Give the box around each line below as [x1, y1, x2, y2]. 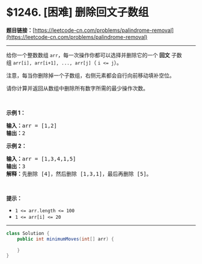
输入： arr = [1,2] [6, 122, 57, 129]
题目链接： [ [6, 27, 35, 34]
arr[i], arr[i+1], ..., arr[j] [13, 60, 91, 66]
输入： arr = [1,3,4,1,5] [6, 155, 76, 162]
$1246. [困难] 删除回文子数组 [6, 5, 149, 19]
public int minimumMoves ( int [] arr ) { [17, 236, 114, 242]
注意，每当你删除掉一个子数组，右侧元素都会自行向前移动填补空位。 [6, 72, 175, 79]
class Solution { [6, 230, 50, 236]
